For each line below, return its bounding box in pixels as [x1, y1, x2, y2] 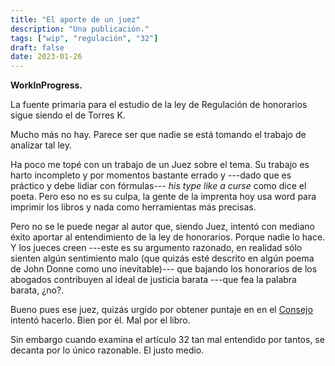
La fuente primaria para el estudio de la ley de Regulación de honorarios [10, 99, 308, 111]
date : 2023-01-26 [10, 52, 83, 62]
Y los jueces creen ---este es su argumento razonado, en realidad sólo [10, 242, 303, 254]
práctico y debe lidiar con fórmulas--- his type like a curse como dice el [10, 180, 307, 192]
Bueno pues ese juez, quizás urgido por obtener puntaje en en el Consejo [10, 304, 313, 316]
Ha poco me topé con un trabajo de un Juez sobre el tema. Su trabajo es [10, 159, 310, 171]
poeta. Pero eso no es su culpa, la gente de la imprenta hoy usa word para [10, 191, 317, 203]
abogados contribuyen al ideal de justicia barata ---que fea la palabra [10, 274, 297, 286]
